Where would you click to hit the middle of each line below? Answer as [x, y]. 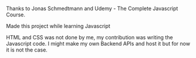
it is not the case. [27, 50]
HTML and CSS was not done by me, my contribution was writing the [89, 37]
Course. [16, 15]
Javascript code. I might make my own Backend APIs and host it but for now [98, 44]
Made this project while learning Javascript [58, 26]
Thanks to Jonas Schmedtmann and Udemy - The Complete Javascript [92, 8]
